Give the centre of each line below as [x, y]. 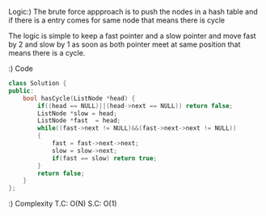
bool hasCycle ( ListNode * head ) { [79, 98]
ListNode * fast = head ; [79, 121]
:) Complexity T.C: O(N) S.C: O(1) [63, 204]
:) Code [21, 69]
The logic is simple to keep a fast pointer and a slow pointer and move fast [132, 36]
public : [21, 91]
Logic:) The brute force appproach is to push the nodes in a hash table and [133, 12]
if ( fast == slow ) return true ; [104, 158]
